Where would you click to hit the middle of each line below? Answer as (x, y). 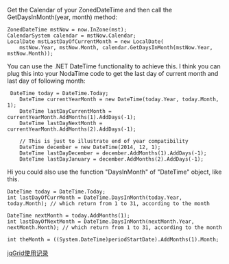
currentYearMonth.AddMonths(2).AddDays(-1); (72, 129)
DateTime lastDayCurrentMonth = (65, 111)
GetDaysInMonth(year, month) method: (62, 17)
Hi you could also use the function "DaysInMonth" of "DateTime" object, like (114, 172)
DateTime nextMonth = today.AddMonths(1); (69, 215)
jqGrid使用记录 (28, 253)
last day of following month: (46, 81)
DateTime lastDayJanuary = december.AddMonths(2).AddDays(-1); (112, 159)
